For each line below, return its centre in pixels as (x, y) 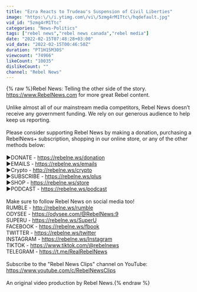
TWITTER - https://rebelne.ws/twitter (51, 233)
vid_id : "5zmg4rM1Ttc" (34, 22)
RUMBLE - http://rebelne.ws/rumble (50, 208)
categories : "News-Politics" (42, 28)
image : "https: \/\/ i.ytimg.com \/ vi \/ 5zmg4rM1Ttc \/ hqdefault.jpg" (88, 17)
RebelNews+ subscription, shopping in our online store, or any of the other (97, 139)
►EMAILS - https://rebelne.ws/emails (52, 164)
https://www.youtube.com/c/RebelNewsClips (61, 270)
